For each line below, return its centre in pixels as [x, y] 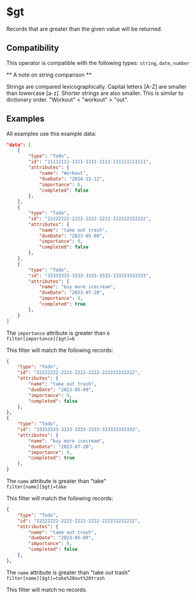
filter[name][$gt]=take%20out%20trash [56, 578]
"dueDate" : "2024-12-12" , [72, 179]
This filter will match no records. [47, 589]
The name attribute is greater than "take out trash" [68, 572]
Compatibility [33, 48]
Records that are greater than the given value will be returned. [85, 29]
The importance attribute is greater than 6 [58, 333]
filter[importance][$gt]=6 [41, 338]
